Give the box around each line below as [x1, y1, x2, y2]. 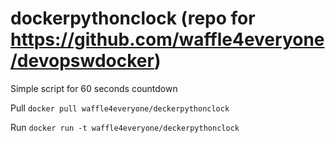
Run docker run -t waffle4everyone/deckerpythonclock [10, 121, 240, 133]
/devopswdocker [10, 50, 155, 72]
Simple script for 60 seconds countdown [10, 82, 178, 94]
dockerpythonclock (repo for [10, 7, 256, 30]
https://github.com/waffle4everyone [10, 28, 325, 51]
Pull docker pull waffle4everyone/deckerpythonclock [10, 102, 230, 114]
